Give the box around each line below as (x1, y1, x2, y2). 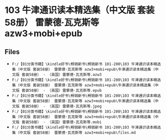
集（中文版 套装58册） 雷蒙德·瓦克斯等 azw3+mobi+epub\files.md (11, 130, 136, 135)
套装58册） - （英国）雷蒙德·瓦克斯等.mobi (21, 120, 102, 125)
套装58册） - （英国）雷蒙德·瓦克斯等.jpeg (21, 104, 102, 109)
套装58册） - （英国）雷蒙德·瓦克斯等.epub (21, 88, 102, 93)
